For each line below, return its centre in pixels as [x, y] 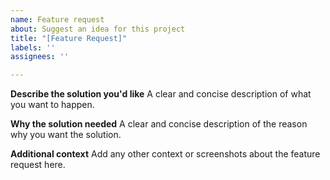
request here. [38, 165]
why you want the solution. [66, 135]
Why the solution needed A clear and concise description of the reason [159, 124]
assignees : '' [40, 57]
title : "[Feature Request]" [69, 38]
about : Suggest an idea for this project [98, 29]
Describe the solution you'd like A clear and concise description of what [161, 94]
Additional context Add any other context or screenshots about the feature [165, 154]
